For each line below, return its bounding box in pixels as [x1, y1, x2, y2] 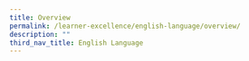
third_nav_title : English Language [9, 38, 144, 48]
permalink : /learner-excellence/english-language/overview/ [9, 22, 242, 30]
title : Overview [9, 13, 71, 22]
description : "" [9, 30, 71, 39]
